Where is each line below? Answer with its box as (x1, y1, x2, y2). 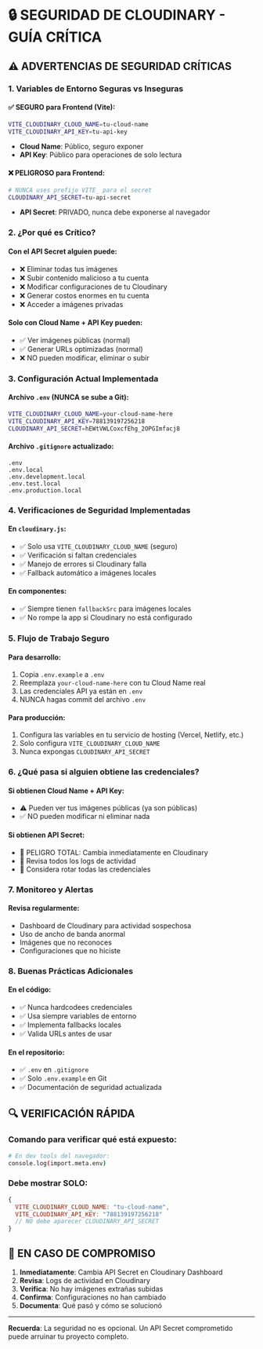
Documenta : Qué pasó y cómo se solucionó (19, 1301, 163, 1311)
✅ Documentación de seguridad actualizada (19, 1083, 162, 1092)
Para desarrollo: (8, 653, 61, 662)
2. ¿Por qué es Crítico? (8, 227, 96, 238)
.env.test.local (8, 480, 61, 488)
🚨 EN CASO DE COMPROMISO (8, 1246, 156, 1260)
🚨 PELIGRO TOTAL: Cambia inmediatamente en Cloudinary (19, 847, 209, 857)
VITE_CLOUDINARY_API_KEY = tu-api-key (8, 127, 128, 136)
